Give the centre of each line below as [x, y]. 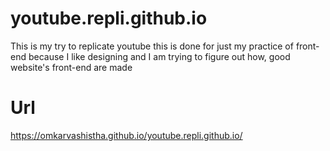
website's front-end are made [71, 67]
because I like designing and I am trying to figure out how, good [159, 56]
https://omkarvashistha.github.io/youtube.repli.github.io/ [126, 135]
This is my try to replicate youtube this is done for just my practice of [152, 46]
